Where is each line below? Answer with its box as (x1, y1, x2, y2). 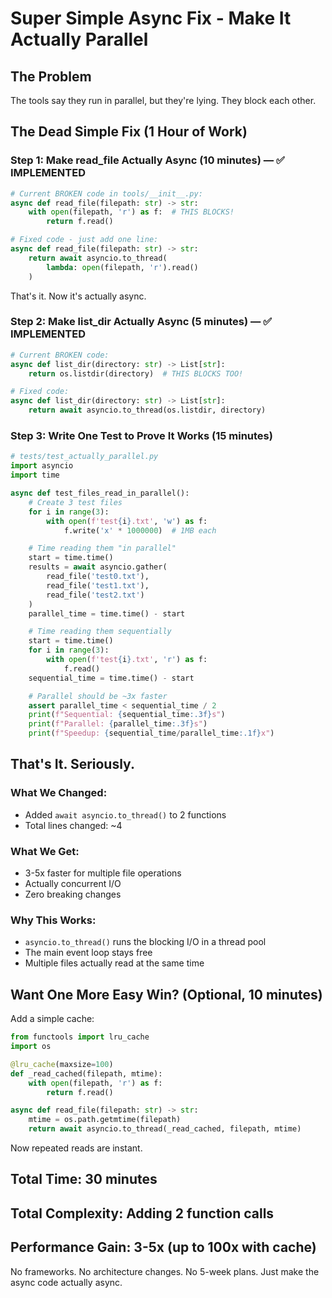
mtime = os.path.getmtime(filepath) (28, 1115, 182, 1125)
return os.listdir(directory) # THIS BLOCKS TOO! (28, 368, 244, 379)
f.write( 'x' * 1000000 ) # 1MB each (63, 525, 217, 536)
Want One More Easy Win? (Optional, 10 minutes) (10, 986, 323, 1003)
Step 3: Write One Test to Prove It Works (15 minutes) (10, 429, 273, 443)
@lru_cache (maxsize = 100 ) (10, 1059, 114, 1069)
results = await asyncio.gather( (28, 562, 168, 572)
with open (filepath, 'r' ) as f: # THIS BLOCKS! (28, 207, 235, 217)
